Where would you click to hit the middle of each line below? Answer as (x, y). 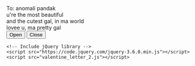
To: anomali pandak (31, 8)
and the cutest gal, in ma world (45, 21)
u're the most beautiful (35, 15)
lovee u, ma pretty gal (34, 28)
